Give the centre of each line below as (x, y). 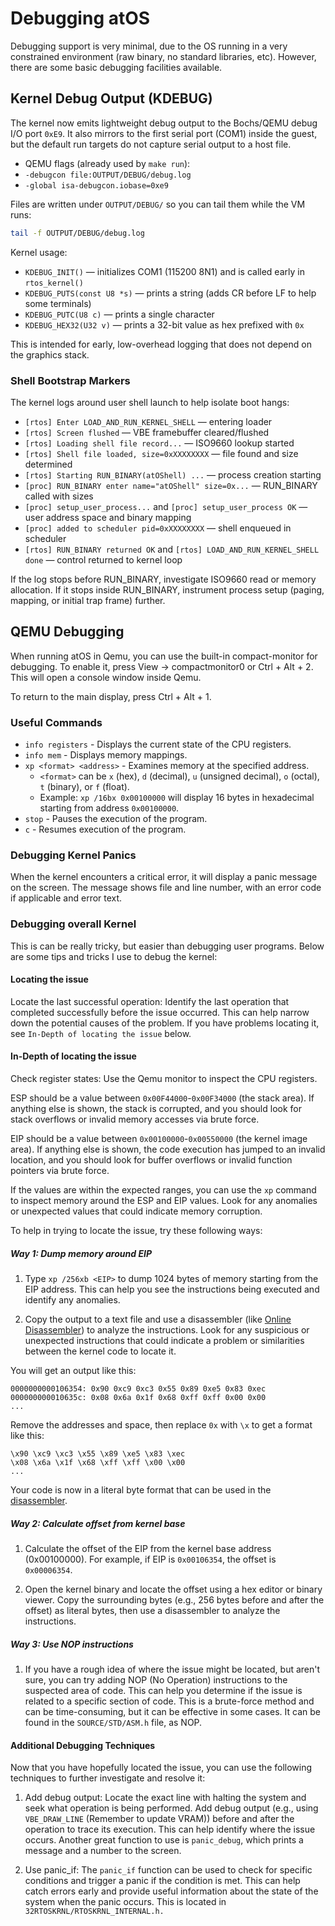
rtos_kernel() (54, 283)
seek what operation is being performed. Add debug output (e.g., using (171, 1808)
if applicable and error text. (66, 898)
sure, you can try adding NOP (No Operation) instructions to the (156, 1679)
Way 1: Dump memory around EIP (81, 1253)
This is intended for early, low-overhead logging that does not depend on (161, 344)
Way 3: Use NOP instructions (72, 1644)
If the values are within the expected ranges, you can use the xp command (163, 1190)
